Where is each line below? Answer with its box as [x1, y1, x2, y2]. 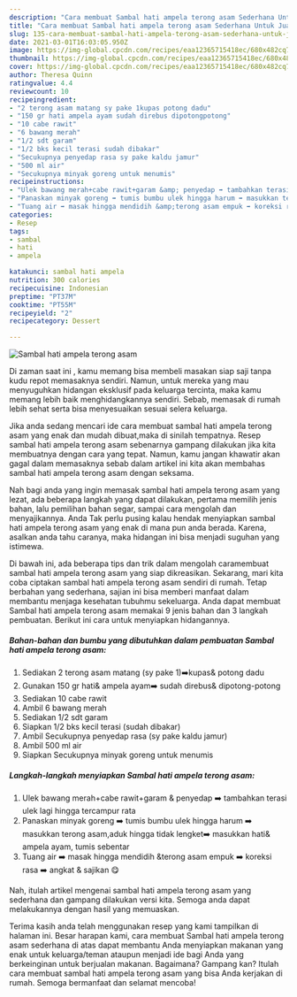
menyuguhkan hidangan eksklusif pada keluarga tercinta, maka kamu [9, 385, 262, 395]
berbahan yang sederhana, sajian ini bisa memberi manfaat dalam [9, 587, 249, 597]
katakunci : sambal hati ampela [9, 267, 125, 277]
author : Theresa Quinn [9, 71, 93, 80]
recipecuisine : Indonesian [9, 284, 109, 293]
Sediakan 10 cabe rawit [21, 694, 108, 704]
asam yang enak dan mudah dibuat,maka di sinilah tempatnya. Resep [9, 430, 262, 441]
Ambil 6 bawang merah [21, 702, 108, 713]
